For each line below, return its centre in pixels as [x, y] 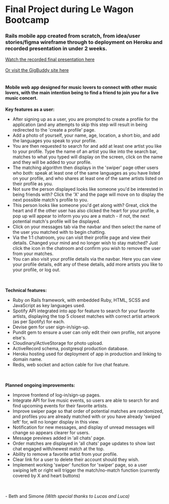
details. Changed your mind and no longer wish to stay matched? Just [85, 243]
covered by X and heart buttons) [46, 475]
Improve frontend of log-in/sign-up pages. [57, 395]
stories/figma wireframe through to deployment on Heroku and [84, 43]
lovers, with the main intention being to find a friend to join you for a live [82, 93]
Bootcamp [27, 20]
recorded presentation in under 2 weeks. [56, 49]
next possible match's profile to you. [50, 200]
